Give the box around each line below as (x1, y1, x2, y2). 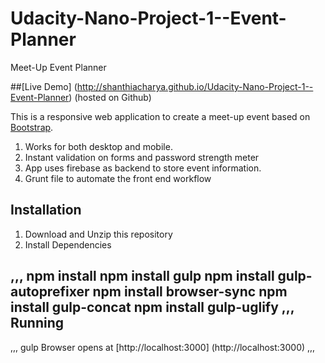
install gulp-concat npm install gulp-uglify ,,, (10, 299, 295, 316)
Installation (10, 202, 82, 219)
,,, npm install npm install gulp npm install (10, 268, 275, 285)
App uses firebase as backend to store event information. (24, 162, 262, 174)
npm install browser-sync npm (92, 283, 288, 301)
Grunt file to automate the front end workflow (24, 172, 212, 184)
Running (10, 315, 65, 332)
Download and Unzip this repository (24, 228, 173, 240)
